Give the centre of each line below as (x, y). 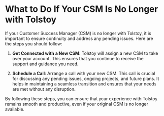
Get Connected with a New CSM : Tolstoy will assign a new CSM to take (85, 53)
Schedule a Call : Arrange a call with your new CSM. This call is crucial (83, 73)
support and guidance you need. (45, 64)
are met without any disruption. (44, 89)
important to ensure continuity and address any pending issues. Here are (79, 39)
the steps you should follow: (34, 43)
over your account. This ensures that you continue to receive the (78, 58)
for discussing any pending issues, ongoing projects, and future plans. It (85, 78)
